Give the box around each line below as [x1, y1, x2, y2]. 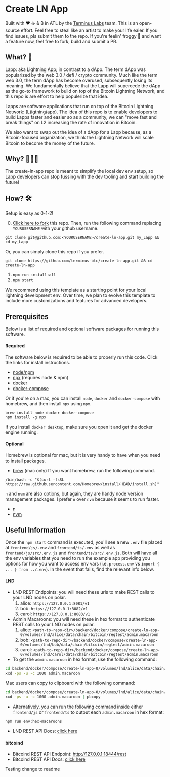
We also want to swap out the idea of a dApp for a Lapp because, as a [5, 129, 152, 135]
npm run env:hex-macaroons [5, 719, 62, 724]
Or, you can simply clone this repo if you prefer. [5, 249, 105, 255]
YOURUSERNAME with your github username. [12, 225, 99, 231]
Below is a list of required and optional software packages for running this [5, 326, 159, 332]
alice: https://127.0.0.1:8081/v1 [20, 599, 90, 606]
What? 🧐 [5, 53, 33, 61]
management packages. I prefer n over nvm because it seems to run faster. [5, 496, 160, 502]
